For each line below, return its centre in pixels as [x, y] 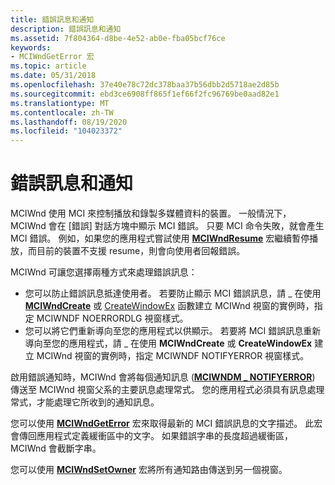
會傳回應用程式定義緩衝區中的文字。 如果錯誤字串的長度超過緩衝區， [151, 436]
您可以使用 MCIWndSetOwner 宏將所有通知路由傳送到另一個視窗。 [149, 470]
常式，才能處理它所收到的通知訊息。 [85, 402]
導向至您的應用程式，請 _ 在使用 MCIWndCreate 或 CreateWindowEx [168, 343]
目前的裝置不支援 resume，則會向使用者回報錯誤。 [141, 251]
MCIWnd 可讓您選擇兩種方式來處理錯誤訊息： [104, 272]
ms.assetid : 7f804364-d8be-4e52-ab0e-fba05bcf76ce [118, 38]
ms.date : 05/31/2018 [53, 76]
